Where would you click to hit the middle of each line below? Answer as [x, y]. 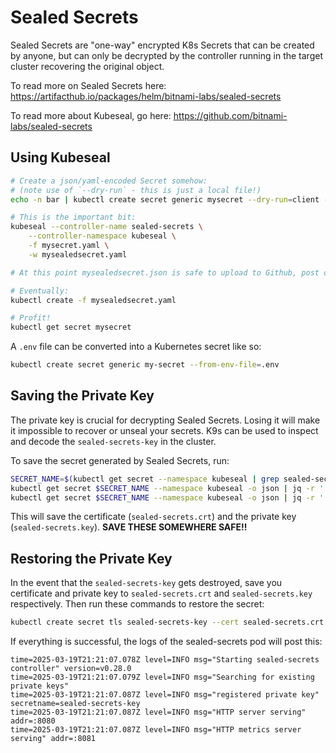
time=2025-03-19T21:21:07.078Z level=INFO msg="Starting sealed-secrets [165, 660]
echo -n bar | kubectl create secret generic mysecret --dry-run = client [165, 199]
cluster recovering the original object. [87, 66]
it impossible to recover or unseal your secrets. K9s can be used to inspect [164, 430]
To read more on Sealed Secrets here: [88, 85]
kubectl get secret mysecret [71, 327]
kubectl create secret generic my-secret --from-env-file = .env [145, 365]
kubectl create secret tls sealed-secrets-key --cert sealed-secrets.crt [167, 622]
